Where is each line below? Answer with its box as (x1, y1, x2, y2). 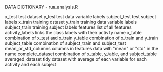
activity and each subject (5, 62, 57, 67)
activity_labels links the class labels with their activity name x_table (5, 30, 142, 35)
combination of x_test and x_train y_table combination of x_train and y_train (5, 35, 158, 41)
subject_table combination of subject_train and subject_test (5, 40, 126, 46)
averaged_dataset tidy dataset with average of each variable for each (5, 56, 147, 62)
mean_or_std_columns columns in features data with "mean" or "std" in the (5, 46, 159, 51)
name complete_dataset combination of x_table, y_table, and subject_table (5, 51, 157, 57)
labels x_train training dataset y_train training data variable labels (5, 19, 137, 25)
